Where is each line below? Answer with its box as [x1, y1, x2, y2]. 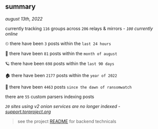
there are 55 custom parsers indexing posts [5, 93, 94, 99]
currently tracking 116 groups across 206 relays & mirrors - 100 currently [5, 25, 153, 31]
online [5, 30, 18, 36]
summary [5, 2, 36, 11]
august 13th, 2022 [5, 15, 43, 21]
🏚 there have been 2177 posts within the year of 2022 [5, 72, 117, 78]
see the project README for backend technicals [17, 118, 116, 124]
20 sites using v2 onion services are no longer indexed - [5, 103, 120, 109]
